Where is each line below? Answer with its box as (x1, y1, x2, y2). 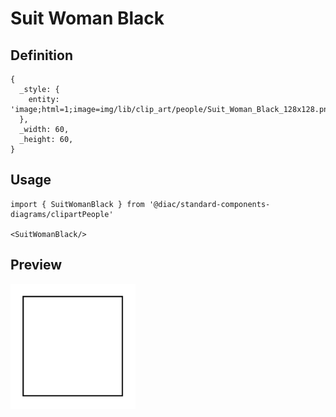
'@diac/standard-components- (148, 199, 271, 209)
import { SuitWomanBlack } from (10, 199, 145, 209)
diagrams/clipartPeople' (10, 209, 114, 219)
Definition (10, 47, 73, 64)
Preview (10, 257, 63, 274)
